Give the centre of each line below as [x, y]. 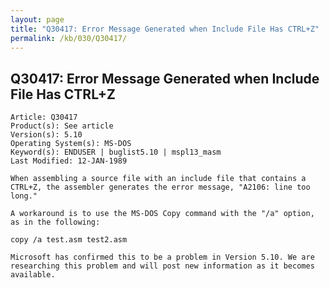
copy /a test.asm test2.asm [69, 240]
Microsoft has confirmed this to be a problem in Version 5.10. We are [162, 257]
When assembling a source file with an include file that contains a [158, 179]
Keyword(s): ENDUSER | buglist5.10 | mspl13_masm [116, 152]
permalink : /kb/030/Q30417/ [69, 38]
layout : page [37, 19]
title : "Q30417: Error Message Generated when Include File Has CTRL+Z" [165, 29]
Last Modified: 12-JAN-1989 [69, 161]
